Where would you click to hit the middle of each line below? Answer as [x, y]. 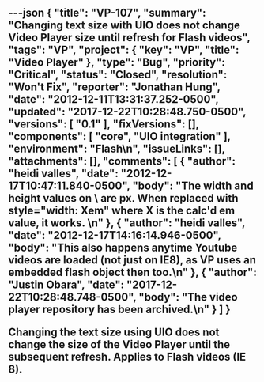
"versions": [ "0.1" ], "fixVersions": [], [104, 125]
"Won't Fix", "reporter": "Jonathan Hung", [114, 87]
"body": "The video [188, 297]
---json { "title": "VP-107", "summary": [107, 13]
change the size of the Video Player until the [119, 344]
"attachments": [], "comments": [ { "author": [122, 161]
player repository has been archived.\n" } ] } [119, 310]
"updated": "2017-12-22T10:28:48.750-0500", [127, 112]
